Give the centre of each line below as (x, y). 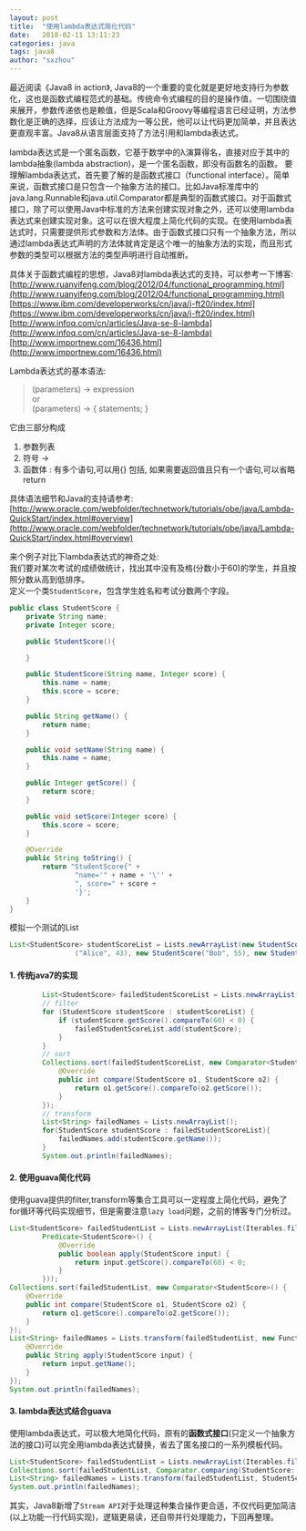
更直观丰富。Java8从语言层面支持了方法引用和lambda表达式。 (127, 133)
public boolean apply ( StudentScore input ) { (144, 1254)
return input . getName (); (89, 1364)
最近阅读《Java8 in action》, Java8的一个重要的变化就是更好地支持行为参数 (149, 87)
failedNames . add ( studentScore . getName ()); (140, 1139)
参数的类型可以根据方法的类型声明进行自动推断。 (101, 255)
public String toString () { (79, 858)
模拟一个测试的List (44, 928)
